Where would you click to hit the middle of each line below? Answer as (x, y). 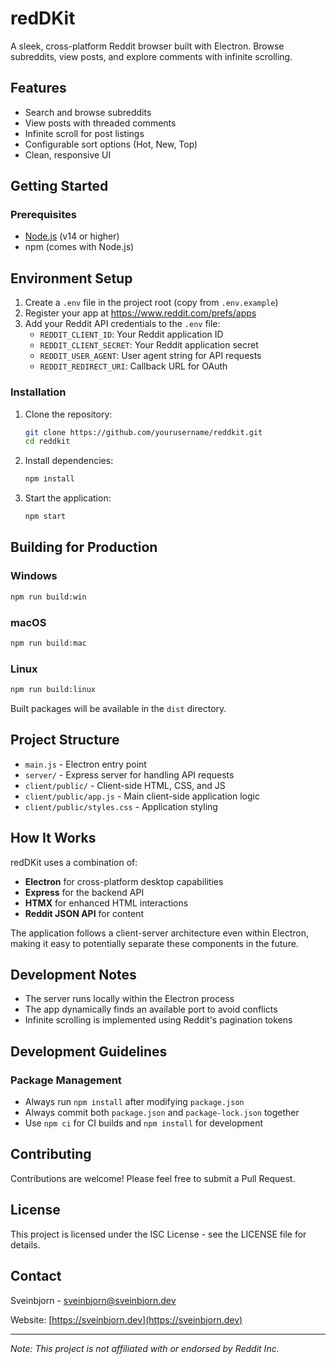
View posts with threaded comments (100, 123)
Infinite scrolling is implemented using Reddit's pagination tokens (158, 1020)
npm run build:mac (48, 643)
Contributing (51, 1154)
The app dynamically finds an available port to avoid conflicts (151, 1009)
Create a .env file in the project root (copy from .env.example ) (151, 303)
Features (38, 88)
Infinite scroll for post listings (84, 133)
